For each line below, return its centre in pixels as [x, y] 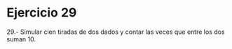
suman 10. [21, 39]
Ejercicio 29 [42, 13]
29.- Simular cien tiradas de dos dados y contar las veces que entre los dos [116, 32]
